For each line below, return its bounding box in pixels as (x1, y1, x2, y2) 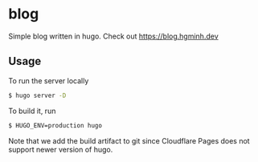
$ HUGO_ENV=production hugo (8, 121, 103, 129)
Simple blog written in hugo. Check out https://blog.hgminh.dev (8, 31, 219, 41)
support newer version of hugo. (8, 144, 113, 154)
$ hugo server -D (8, 91, 67, 99)
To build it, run (8, 106, 56, 115)
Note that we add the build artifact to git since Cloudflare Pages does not (8, 136, 251, 145)
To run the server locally (8, 75, 89, 85)
